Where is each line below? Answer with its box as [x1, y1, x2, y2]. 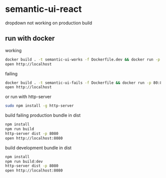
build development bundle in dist [5, 145, 72, 151]
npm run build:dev [5, 159, 43, 164]
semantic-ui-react [5, 3, 82, 15]
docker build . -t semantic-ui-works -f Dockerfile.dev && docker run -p [5, 57, 161, 62]
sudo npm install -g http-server [5, 103, 74, 109]
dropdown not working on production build [5, 20, 92, 26]
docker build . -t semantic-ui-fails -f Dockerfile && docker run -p [5, 80, 152, 85]
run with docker [5, 34, 55, 43]
